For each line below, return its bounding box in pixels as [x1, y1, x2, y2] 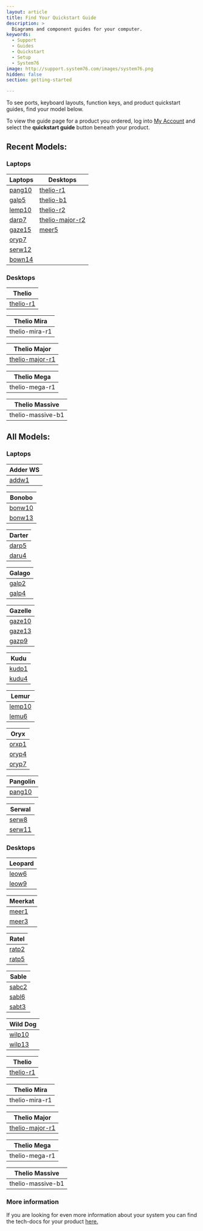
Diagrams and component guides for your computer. [12, 26, 143, 32]
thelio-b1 [39, 196, 67, 204]
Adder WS [9, 465, 40, 474]
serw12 [9, 245, 32, 254]
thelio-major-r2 [39, 215, 86, 224]
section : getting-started [6, 77, 72, 83]
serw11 [9, 825, 32, 833]
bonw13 [9, 513, 33, 522]
